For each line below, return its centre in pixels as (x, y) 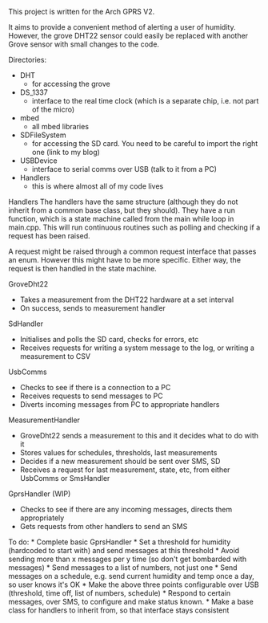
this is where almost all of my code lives (98, 186)
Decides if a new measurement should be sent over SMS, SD (120, 461)
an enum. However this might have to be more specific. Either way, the (125, 260)
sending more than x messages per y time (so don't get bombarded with (127, 559)
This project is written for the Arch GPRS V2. (82, 12)
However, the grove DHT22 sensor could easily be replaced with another (128, 36)
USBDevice (38, 161)
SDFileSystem (43, 135)
